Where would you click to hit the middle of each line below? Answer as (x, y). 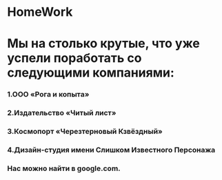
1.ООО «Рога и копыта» (48, 94)
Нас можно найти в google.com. (64, 168)
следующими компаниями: (91, 73)
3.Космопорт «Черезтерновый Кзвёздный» (85, 132)
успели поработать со (74, 58)
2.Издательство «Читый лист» (62, 113)
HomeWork (40, 12)
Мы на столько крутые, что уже (103, 44)
